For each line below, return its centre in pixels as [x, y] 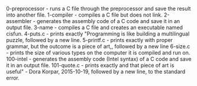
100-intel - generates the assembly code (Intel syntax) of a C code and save [99, 59]
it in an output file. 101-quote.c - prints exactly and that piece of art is [90, 65]
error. [13, 78]
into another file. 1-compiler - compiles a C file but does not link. [84, 15]
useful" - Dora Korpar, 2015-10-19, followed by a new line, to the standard [96, 71]
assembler [19, 21]
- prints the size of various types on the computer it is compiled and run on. [98, 52]
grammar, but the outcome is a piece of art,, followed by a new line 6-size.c [98, 46]
